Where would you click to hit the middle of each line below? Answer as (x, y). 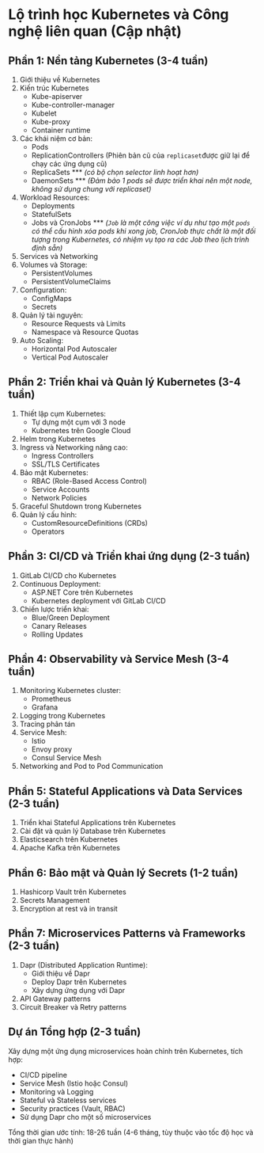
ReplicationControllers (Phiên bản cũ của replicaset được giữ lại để (141, 155)
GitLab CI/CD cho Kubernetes (68, 575)
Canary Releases (59, 626)
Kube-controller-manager (73, 105)
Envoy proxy (52, 749)
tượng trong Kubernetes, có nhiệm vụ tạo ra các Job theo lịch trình (140, 240)
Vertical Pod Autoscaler (70, 357)
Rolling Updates (57, 634)
